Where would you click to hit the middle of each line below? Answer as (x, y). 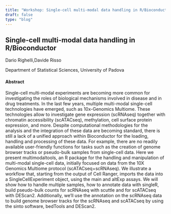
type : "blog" (19, 19)
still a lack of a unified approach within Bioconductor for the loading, (77, 136)
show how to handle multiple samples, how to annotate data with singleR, (82, 185)
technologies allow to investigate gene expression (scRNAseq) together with (85, 114)
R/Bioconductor (31, 48)
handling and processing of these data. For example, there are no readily (81, 142)
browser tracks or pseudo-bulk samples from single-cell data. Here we (80, 152)
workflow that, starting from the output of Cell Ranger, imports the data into (84, 174)
